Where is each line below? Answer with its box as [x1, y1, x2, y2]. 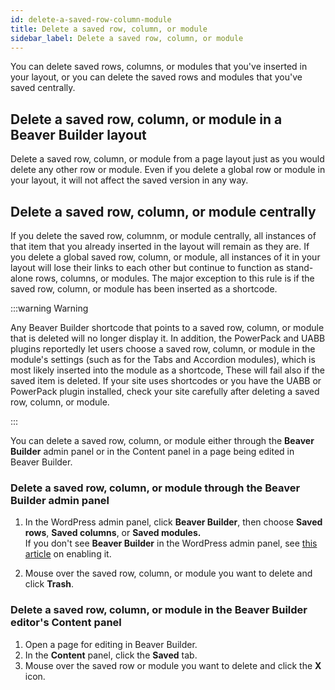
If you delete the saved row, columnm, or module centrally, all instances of [10, 230, 317, 241]
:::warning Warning [10, 302, 89, 314]
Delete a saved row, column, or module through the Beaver [10, 481, 301, 495]
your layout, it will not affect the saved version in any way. [10, 174, 249, 186]
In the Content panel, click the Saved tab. [24, 649, 198, 661]
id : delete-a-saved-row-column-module [10, 14, 172, 25]
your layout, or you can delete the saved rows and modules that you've [10, 71, 303, 83]
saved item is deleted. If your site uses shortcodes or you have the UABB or [10, 375, 322, 386]
